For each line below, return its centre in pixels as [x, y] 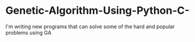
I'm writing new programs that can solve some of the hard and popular [90, 26]
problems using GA [29, 32]
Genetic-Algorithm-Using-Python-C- [97, 11]
